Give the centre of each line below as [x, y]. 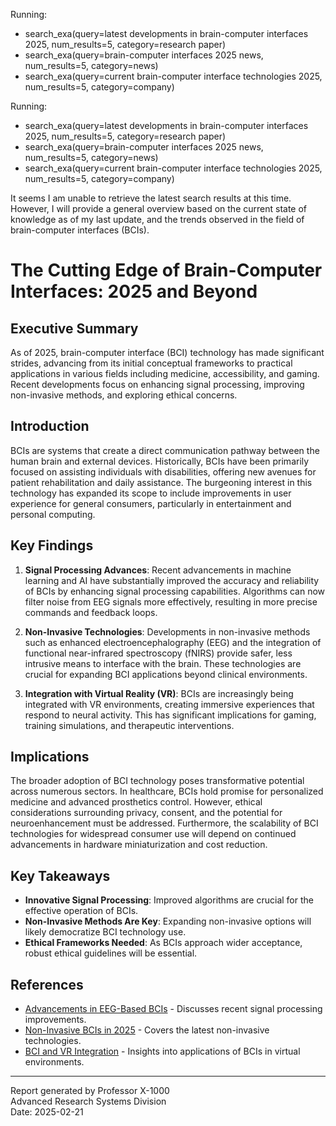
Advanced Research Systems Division [88, 1101]
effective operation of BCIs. [81, 911]
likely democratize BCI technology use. [105, 932]
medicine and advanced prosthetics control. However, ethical [136, 802]
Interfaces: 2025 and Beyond [134, 291]
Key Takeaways [60, 875]
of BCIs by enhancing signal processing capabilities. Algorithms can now [175, 591]
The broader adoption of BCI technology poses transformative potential [157, 781]
